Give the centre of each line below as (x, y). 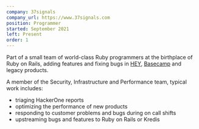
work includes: (25, 88)
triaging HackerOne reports (49, 100)
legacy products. (27, 70)
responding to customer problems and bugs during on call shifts (96, 113)
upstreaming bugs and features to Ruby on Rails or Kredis (87, 119)
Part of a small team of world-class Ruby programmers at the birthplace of (100, 57)
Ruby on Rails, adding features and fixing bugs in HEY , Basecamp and (94, 64)
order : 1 (17, 40)
